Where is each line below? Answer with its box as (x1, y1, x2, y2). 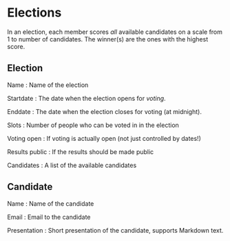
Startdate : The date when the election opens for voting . (7, 94, 167, 102)
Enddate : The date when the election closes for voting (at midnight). (7, 107, 202, 115)
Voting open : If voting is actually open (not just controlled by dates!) (7, 134, 202, 142)
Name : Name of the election (7, 81, 89, 89)
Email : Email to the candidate (7, 213, 91, 221)
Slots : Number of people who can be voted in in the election (7, 121, 179, 129)
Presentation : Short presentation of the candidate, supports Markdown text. (7, 226, 224, 234)
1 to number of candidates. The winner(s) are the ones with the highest (7, 35, 209, 43)
